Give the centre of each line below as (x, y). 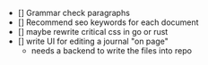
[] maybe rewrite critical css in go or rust (93, 32)
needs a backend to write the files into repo (112, 51)
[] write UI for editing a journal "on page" (93, 41)
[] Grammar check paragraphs (74, 13)
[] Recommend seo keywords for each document (108, 22)
